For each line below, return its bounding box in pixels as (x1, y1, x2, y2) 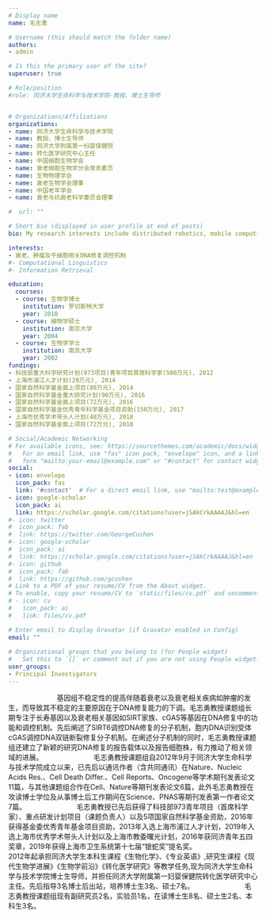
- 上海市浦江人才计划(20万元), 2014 (8, 376, 116, 384)
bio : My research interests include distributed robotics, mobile (8, 230, 232, 238)
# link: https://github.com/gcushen (8, 575, 133, 583)
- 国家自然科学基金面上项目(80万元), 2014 (8, 384, 134, 392)
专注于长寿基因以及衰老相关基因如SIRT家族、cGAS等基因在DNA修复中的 (14, 713, 251, 722)
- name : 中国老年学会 (8, 186, 73, 194)
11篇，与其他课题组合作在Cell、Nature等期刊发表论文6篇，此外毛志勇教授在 (8, 782, 254, 791)
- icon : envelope (8, 472, 66, 480)
